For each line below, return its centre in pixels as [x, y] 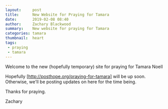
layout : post [23, 10]
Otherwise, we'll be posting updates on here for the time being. [71, 82]
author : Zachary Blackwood [38, 24]
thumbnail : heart [24, 38]
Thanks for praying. [26, 91]
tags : [11, 43]
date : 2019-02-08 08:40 [37, 19]
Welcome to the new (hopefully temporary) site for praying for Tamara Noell [84, 67]
